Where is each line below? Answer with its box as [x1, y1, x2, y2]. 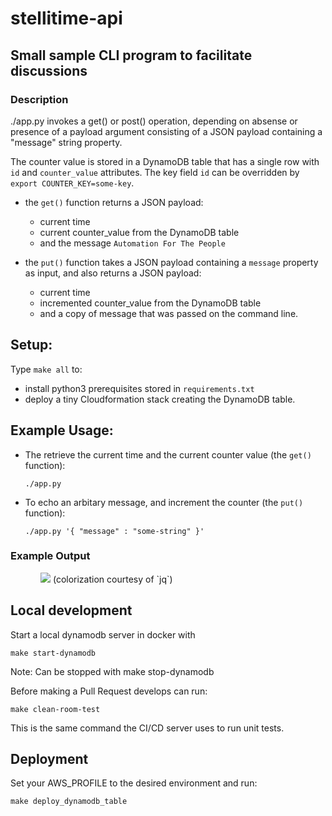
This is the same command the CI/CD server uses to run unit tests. [10, 722, 285, 734]
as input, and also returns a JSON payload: [24, 267, 202, 279]
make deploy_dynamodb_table [10, 797, 128, 807]
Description [10, 92, 69, 106]
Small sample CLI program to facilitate [10, 47, 253, 64]
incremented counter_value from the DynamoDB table [39, 297, 262, 309]
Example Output [10, 549, 91, 563]
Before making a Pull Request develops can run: [10, 685, 208, 697]
